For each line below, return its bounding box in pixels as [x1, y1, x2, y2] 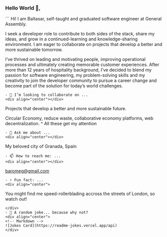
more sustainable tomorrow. [5, 47, 63, 53]
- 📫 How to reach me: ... [5, 154, 61, 159]
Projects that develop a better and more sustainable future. [5, 106, 126, 112]
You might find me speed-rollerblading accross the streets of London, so [5, 191, 155, 197]
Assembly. [5, 21, 27, 27]
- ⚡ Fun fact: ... [5, 178, 43, 183]
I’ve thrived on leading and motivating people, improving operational [5, 56, 146, 62]
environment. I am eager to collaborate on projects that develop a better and [5, 41, 162, 47]
